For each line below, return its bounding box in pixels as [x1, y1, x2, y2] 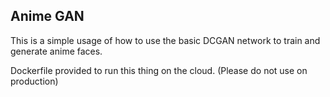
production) [10, 75, 59, 87]
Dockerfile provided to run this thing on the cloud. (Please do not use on [10, 64, 308, 76]
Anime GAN [10, 8, 85, 25]
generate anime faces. [10, 45, 103, 57]
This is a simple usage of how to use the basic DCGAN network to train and [10, 34, 321, 46]
